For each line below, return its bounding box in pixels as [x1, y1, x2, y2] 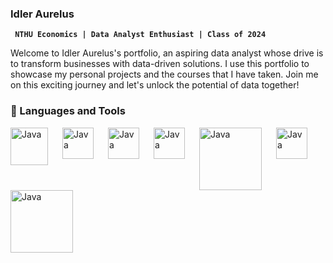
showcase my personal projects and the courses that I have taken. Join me [10, 68, 319, 81]
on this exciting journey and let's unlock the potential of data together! [10, 79, 300, 91]
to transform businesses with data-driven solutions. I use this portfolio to [10, 58, 310, 70]
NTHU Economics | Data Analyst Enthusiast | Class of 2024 [14, 30, 267, 40]
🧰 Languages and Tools [10, 104, 126, 118]
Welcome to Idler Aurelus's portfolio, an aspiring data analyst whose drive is [10, 47, 324, 59]
